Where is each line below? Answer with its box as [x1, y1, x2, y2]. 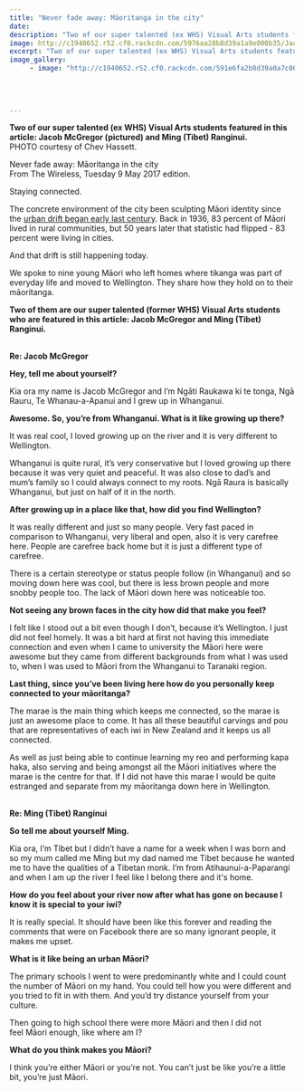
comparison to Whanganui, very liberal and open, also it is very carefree [9, 531, 279, 542]
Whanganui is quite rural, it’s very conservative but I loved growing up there [9, 458, 291, 469]
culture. [9, 1000, 38, 1010]
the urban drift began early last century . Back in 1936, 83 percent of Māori [9, 214, 287, 225]
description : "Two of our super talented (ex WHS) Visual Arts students [9, 30, 290, 39]
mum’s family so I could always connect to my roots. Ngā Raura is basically [9, 477, 290, 488]
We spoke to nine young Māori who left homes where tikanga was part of [9, 268, 282, 279]
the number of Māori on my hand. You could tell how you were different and [9, 981, 291, 991]
